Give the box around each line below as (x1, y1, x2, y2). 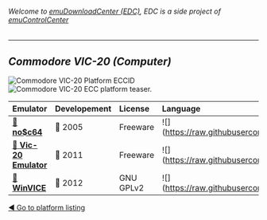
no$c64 (12, 127, 43, 138)
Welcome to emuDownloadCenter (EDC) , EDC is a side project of (8, 6, 221, 16)
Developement (54, 104, 112, 115)
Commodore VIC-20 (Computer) (8, 54, 172, 68)
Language (161, 104, 201, 115)
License (118, 104, 150, 115)
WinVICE (12, 183, 47, 194)
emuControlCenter (8, 14, 69, 24)
